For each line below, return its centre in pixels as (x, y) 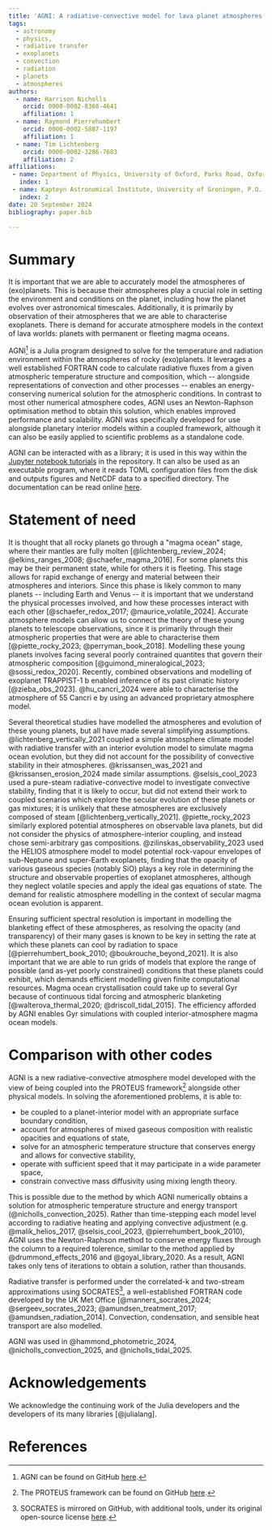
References (48, 1447)
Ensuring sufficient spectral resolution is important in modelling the (120, 919)
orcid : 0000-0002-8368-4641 (70, 106)
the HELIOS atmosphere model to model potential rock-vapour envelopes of (135, 851)
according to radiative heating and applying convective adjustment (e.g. (128, 1222)
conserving (27, 394)
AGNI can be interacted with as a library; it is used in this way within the (128, 452)
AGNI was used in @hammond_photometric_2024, (92, 1342)
